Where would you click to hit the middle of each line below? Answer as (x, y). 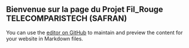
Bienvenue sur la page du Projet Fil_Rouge (85, 10)
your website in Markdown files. (45, 38)
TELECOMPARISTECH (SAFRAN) (67, 19)
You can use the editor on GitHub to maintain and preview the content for (95, 32)
